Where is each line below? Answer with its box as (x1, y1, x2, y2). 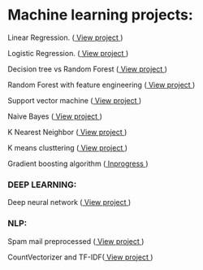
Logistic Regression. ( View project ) (7, 48, 129, 58)
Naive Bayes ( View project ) (7, 111, 102, 121)
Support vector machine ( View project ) (7, 95, 142, 105)
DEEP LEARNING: (7, 179, 77, 190)
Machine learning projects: (7, 6, 194, 24)
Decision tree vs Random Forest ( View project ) (7, 63, 168, 74)
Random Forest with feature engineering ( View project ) (7, 80, 196, 89)
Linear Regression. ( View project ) (7, 33, 123, 42)
